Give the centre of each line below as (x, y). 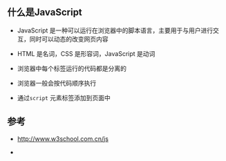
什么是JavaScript (45, 12)
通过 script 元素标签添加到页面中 (64, 97)
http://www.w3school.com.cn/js (63, 139)
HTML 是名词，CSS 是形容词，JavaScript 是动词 (86, 53)
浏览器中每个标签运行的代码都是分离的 (72, 68)
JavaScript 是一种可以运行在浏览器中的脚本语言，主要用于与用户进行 (115, 30)
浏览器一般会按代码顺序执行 (57, 83)
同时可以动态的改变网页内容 (69, 39)
